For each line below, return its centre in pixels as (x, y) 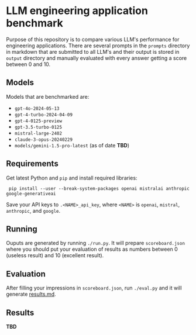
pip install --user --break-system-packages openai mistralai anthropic (99, 188)
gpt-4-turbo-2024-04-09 (44, 115)
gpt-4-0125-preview (38, 121)
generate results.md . (31, 294)
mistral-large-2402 (38, 133)
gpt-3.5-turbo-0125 (38, 127)
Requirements (32, 164)
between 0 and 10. (28, 64)
